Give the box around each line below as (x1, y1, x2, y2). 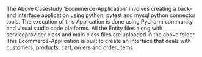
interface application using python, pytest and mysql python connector (17, 12, 196, 19)
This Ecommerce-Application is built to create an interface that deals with (6, 38, 191, 44)
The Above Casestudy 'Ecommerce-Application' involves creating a (6, 5, 176, 12)
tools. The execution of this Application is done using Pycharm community (6, 18, 193, 25)
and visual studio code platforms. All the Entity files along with (6, 24, 163, 32)
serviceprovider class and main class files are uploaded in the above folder (6, 31, 195, 38)
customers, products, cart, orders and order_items (6, 44, 133, 51)
